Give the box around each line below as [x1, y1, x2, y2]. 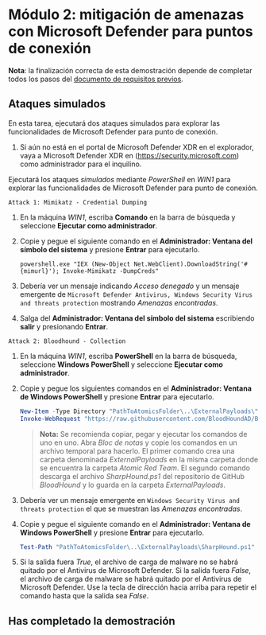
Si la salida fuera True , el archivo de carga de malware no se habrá [19, 557, 238, 567]
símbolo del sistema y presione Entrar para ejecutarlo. [19, 244, 200, 254]
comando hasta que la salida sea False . [19, 591, 149, 601]
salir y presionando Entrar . [19, 321, 109, 331]
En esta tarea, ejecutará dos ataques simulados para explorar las [8, 118, 221, 128]
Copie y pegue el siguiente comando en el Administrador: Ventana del [19, 236, 253, 246]
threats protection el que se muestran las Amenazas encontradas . [19, 504, 243, 513]
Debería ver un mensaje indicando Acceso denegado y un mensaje [19, 281, 240, 290]
